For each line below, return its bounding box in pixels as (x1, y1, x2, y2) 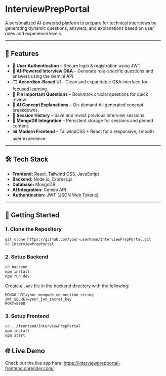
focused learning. (12, 86, 48, 92)
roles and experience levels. (5, 30, 63, 36)
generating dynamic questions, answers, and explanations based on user (5, 25, 154, 31)
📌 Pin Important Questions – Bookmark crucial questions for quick (12, 91, 148, 97)
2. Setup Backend (5, 253, 48, 260)
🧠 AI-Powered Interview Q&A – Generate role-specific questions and (12, 68, 154, 74)
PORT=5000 (5, 301, 26, 306)
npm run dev (5, 274, 30, 279)
